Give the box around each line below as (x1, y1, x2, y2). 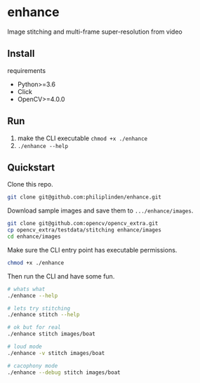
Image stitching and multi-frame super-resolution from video (7, 27, 182, 36)
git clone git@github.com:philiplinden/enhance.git (7, 194, 161, 201)
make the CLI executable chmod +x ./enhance (17, 134, 148, 142)
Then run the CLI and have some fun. (7, 271, 115, 281)
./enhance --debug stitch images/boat (7, 369, 121, 376)
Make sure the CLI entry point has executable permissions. (7, 246, 178, 254)
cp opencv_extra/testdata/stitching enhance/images (7, 227, 161, 234)
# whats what (7, 285, 46, 293)
